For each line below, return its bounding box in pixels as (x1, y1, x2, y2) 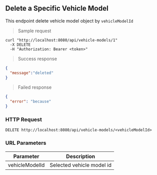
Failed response (17, 84, 52, 90)
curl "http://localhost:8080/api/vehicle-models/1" (5, 37, 118, 43)
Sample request (17, 28, 52, 34)
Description (66, 152, 96, 160)
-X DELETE (10, 42, 31, 47)
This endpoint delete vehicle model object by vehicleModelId (5, 17, 134, 24)
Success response (17, 55, 57, 62)
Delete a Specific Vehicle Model (5, 4, 109, 13)
